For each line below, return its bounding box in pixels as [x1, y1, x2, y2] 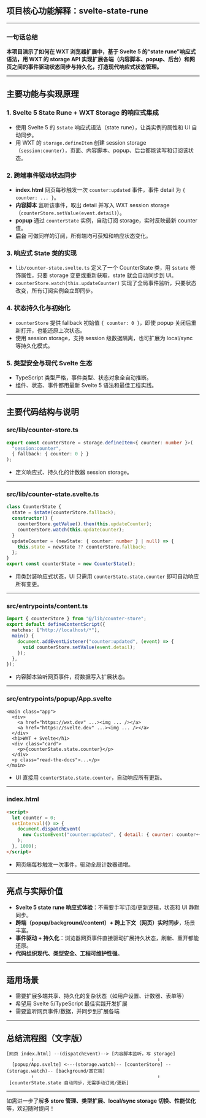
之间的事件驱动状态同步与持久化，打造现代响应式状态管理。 [11, 63, 162, 70]
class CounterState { [6, 504, 62, 510]
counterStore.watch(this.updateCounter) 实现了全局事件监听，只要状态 [15, 279, 197, 287]
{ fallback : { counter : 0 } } [12, 451, 89, 457]
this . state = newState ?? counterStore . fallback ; [17, 544, 147, 550]
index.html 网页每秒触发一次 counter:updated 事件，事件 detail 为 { [15, 186, 186, 194]
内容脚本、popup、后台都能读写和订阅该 [86, 146, 189, 154]
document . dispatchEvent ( [17, 826, 81, 832]
